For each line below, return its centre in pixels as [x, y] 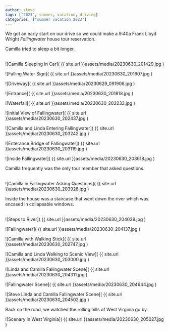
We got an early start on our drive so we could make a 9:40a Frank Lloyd [81, 34]
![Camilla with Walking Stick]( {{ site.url [46, 239]
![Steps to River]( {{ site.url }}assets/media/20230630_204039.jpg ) [76, 219]
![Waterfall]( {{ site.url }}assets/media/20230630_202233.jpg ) [70, 103]
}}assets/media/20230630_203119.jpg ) [46, 149]
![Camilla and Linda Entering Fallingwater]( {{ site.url [60, 128]
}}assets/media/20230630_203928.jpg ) [47, 189]
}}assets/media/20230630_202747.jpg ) [47, 244]
